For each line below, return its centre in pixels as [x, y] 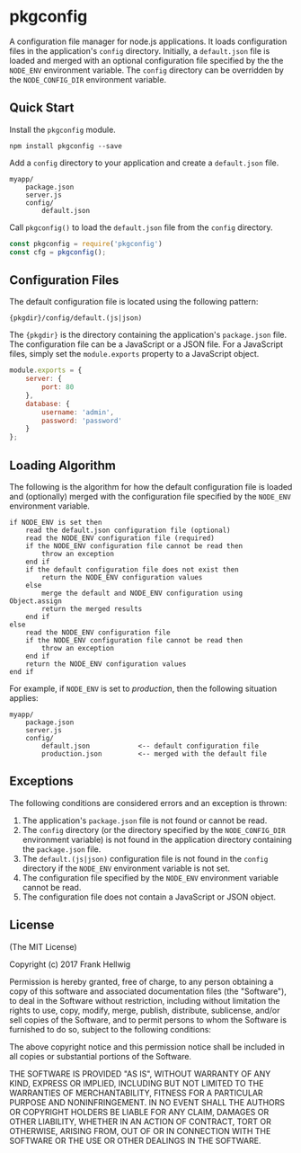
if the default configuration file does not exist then [133, 570]
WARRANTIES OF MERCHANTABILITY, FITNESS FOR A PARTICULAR [136, 1093]
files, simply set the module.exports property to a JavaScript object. [134, 354]
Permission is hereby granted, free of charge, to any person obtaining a [142, 981]
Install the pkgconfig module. [63, 129]
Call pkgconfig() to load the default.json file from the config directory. [141, 227]
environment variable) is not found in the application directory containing [157, 839]
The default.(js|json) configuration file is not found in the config [145, 858]
